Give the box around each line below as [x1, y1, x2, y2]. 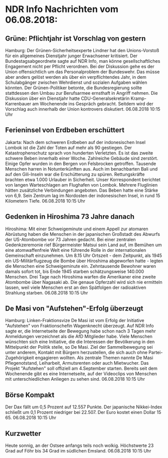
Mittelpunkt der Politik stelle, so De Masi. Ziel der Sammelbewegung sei [5, 344, 153, 350]
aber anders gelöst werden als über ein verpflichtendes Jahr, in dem [5, 74, 146, 80]
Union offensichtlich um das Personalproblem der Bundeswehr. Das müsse [5, 69, 160, 75]
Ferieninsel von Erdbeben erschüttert [5, 126, 124, 134]
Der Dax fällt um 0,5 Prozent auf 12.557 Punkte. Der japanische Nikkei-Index [5, 404, 162, 410]
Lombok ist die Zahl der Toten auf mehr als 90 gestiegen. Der [5, 144, 132, 150]
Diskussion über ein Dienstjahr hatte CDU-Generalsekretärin [5, 95, 130, 101]
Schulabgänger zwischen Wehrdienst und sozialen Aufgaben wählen [5, 79, 147, 85]
